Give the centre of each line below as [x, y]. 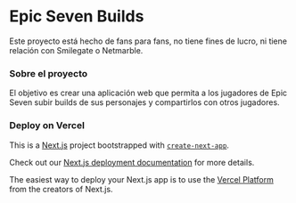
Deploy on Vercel [47, 126]
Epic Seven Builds [77, 16]
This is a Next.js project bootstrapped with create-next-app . [119, 145]
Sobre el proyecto [49, 73]
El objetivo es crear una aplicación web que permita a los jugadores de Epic [148, 93]
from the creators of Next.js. [61, 189]
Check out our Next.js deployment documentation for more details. [132, 162]
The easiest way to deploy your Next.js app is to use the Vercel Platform [142, 179]
